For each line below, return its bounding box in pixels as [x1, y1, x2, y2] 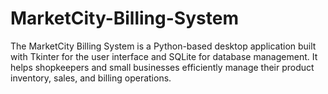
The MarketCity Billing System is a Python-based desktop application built [10, 40, 317, 52]
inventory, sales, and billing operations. [10, 72, 172, 84]
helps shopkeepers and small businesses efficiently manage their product [10, 61, 315, 73]
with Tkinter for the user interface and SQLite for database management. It [10, 50, 318, 62]
